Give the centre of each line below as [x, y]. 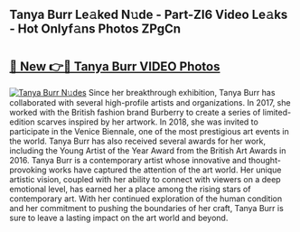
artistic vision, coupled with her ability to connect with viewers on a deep [145, 179]
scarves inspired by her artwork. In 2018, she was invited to [148, 122]
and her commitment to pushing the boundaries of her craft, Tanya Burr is [147, 208]
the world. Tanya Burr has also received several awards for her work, [138, 141]
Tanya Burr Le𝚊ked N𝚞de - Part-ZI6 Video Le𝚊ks [149, 15]
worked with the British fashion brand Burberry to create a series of [135, 112]
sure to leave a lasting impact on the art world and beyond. [119, 218]
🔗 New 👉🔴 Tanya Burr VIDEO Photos [115, 66]
